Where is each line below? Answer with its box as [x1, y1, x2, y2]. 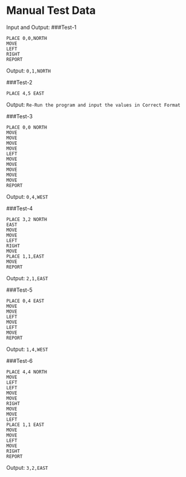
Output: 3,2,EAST [6, 464, 48, 471]
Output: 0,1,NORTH [6, 67, 51, 74]
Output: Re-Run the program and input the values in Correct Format [6, 101, 181, 108]
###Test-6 [6, 357, 33, 364]
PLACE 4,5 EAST [6, 90, 45, 97]
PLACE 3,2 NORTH [6, 216, 47, 222]
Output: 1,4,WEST [6, 345, 48, 353]
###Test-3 [6, 112, 33, 120]
